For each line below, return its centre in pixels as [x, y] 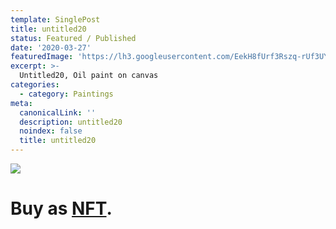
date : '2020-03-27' [51, 47]
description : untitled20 [71, 122]
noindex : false [51, 131]
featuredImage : [42, 57]
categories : [35, 85]
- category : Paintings [66, 94]
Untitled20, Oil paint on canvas [89, 76]
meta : [21, 103]
